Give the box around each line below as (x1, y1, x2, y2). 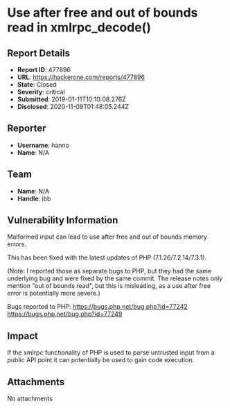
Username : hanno (17, 141, 70, 149)
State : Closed (17, 80, 57, 88)
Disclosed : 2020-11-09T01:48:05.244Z (17, 103, 130, 110)
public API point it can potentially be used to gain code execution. (7, 356, 195, 364)
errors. (7, 240, 26, 248)
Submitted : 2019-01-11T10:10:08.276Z (17, 95, 126, 103)
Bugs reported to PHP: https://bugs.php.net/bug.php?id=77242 (7, 303, 188, 311)
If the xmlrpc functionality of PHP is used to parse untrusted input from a (7, 348, 215, 357)
